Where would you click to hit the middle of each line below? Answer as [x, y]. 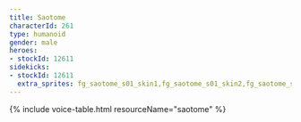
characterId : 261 [42, 26]
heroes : [24, 51]
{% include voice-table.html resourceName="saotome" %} [118, 109]
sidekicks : [30, 68]
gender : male [34, 42]
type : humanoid [38, 34]
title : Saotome [38, 17]
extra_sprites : [46, 84]
